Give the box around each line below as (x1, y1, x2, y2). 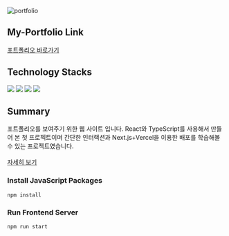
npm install (7, 191, 42, 199)
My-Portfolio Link (7, 26, 84, 38)
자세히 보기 (7, 158, 37, 166)
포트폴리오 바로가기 (7, 46, 59, 54)
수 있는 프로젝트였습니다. (7, 142, 74, 150)
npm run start (7, 224, 48, 230)
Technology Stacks (7, 66, 92, 78)
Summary (7, 106, 51, 118)
